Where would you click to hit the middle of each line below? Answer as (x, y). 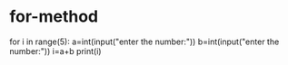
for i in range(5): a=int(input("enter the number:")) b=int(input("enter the (144, 42)
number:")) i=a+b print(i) (55, 51)
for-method (54, 17)
